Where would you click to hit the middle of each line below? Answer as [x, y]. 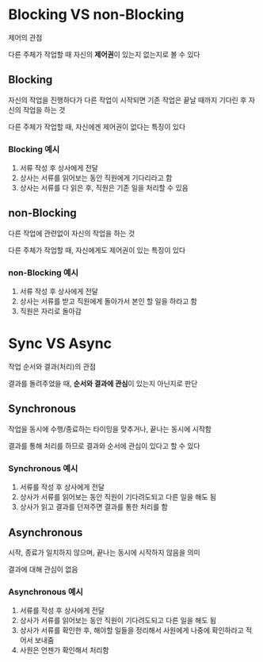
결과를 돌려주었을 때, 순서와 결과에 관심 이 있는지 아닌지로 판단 [103, 384]
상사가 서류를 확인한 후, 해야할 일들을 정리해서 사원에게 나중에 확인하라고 [131, 630]
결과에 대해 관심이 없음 [43, 569]
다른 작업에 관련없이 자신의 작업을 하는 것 [72, 233]
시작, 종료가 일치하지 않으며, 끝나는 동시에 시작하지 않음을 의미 [104, 553]
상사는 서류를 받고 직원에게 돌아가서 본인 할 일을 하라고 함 [109, 301]
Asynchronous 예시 [46, 591]
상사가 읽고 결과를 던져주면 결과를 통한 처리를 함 [93, 507]
